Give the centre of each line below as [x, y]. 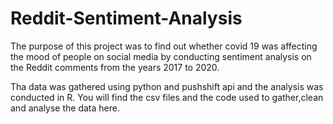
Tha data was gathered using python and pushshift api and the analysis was [167, 86]
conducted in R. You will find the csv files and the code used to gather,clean [167, 97]
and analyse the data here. [65, 108]
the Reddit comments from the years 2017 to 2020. [115, 67]
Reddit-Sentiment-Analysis [126, 18]
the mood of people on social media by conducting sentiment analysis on [161, 56]
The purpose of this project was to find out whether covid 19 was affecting [164, 46]
